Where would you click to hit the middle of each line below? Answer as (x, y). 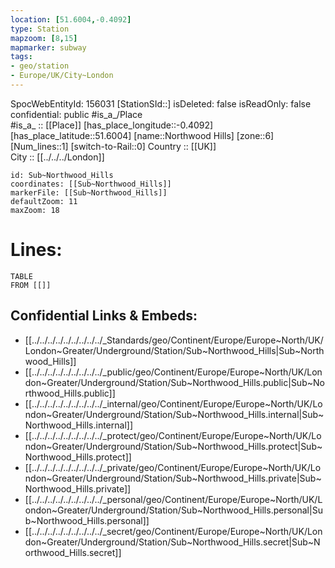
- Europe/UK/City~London (62, 76)
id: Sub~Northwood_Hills (62, 175)
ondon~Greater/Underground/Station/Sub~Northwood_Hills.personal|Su (173, 510)
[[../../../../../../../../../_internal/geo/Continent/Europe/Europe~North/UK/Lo (173, 403)
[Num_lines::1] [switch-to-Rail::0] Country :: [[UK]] (113, 146)
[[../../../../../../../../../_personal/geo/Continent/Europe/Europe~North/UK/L (173, 499)
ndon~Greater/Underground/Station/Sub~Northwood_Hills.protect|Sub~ (173, 446)
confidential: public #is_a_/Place (76, 114)
